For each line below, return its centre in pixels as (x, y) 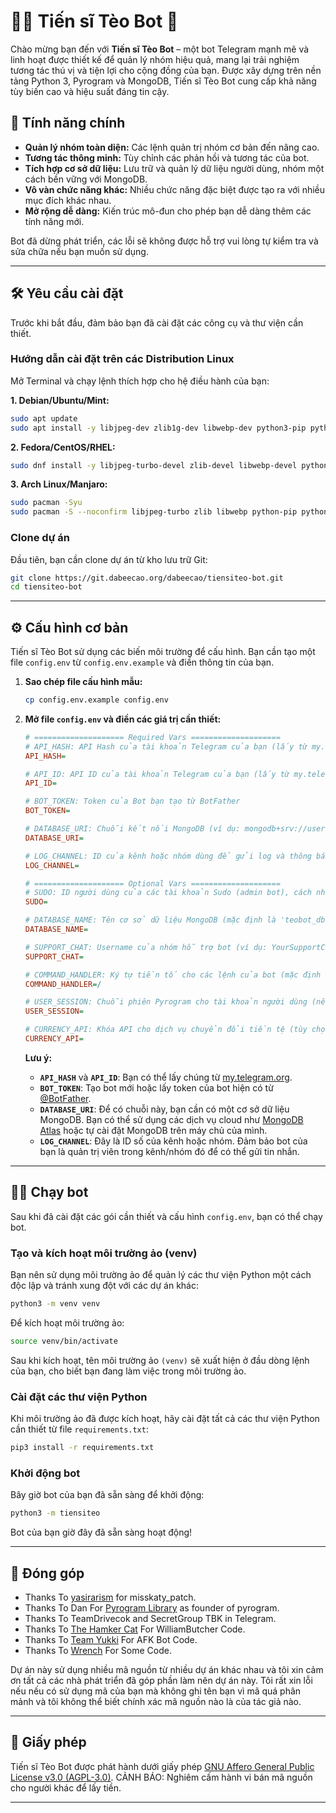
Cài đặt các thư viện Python (79, 1397)
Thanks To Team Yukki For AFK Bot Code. (111, 1639)
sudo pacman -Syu (46, 503)
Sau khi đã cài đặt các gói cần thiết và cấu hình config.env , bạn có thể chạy (166, 1216)
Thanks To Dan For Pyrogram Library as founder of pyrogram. (152, 1607)
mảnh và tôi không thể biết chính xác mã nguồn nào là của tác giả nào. (156, 1701)
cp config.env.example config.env (96, 700)
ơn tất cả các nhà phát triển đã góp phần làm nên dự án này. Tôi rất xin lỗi (161, 1680)
